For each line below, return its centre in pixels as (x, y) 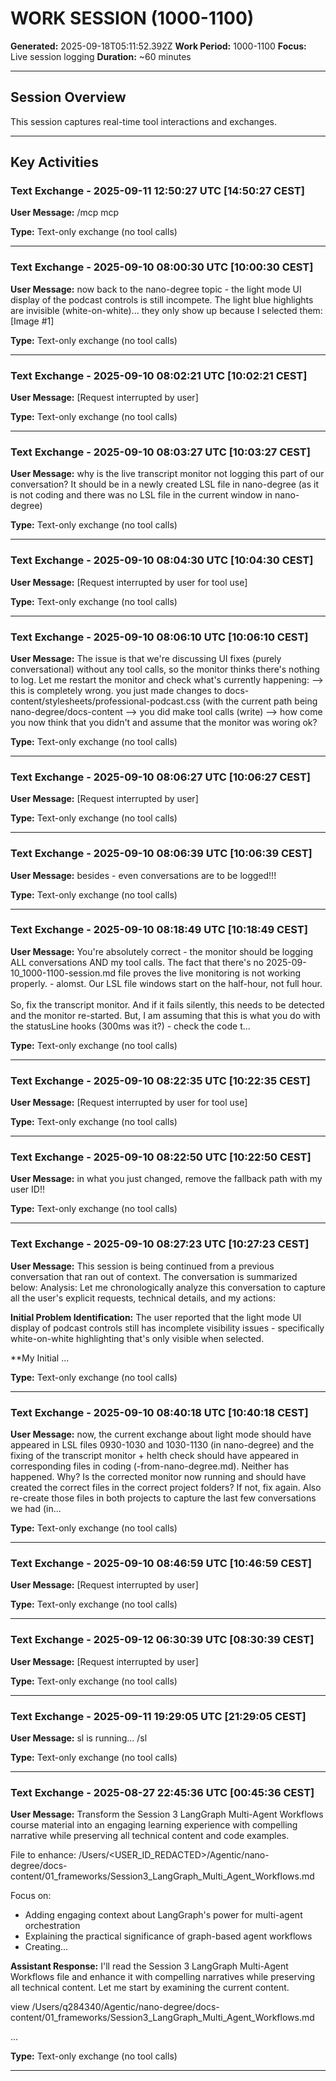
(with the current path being (260, 701)
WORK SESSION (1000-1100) (132, 18)
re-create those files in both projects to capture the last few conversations (163, 1498)
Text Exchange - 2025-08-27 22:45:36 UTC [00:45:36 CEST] (162, 1792)
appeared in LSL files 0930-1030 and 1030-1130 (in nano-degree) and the (162, 1445)
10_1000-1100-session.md (63, 973)
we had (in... (36, 1508)
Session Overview (68, 97)
